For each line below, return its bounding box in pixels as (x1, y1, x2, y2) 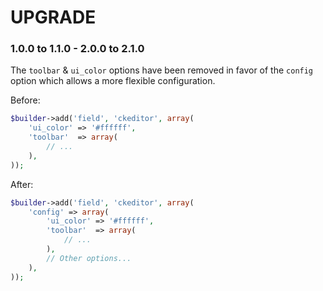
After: (10, 178, 34, 190)
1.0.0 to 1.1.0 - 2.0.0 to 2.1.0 (10, 42, 145, 56)
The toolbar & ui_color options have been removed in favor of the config (10, 64, 314, 76)
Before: (10, 94, 41, 106)
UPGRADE (10, 6, 97, 29)
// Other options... (46, 253, 132, 263)
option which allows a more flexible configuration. (10, 75, 216, 87)
